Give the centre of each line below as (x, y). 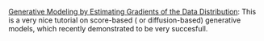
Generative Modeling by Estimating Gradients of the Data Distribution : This (132, 12)
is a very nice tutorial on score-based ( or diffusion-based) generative (125, 20)
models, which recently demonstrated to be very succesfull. (108, 29)
